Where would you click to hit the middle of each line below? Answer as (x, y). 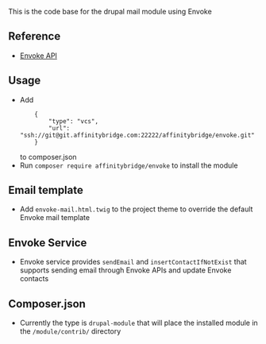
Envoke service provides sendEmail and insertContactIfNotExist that (133, 262)
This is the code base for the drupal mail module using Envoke (110, 12)
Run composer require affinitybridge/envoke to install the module (129, 165)
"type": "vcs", (74, 121)
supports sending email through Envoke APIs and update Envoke (125, 270)
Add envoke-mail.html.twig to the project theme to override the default (136, 209)
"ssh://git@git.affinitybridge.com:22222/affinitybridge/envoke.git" (137, 135)
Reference (35, 36)
